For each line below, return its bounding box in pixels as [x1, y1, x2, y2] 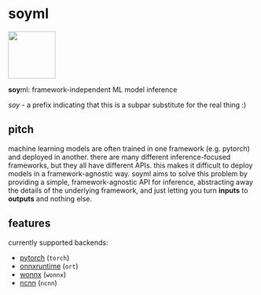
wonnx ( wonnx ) [19, 269, 67, 279]
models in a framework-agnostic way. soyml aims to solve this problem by [8, 168, 248, 178]
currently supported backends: [8, 238, 108, 247]
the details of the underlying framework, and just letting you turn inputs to [8, 186, 248, 195]
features [8, 217, 51, 230]
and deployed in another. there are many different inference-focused [8, 152, 231, 161]
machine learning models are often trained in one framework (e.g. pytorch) [8, 143, 250, 153]
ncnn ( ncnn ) [19, 278, 57, 287]
